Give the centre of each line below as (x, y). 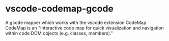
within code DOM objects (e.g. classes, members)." (59, 33)
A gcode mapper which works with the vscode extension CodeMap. (76, 22)
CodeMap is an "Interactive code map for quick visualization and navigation (84, 27)
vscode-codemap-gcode (59, 9)
